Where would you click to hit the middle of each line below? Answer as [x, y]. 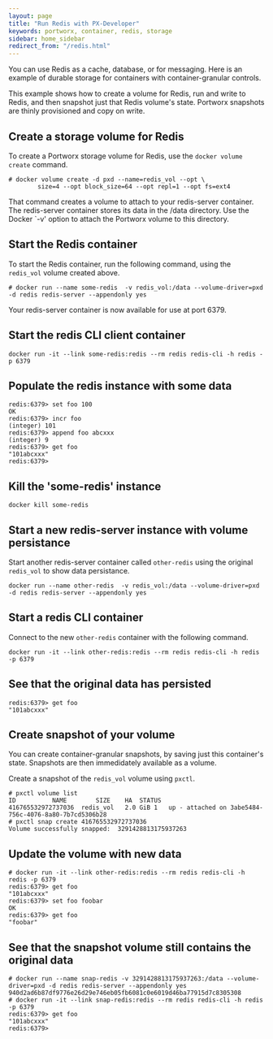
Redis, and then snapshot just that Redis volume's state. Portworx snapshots [136, 102]
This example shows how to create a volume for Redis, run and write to [127, 93]
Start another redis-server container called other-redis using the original [131, 562]
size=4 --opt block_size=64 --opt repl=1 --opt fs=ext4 [134, 186]
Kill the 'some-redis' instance [85, 486]
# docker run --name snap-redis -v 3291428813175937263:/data [116, 979]
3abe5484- [247, 808]
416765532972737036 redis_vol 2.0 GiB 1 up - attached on [118, 808]
